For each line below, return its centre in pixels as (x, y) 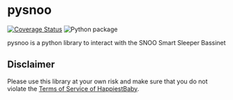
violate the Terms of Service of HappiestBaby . (73, 88)
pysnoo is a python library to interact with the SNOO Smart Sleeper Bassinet (116, 42)
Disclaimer (31, 65)
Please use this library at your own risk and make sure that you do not (107, 81)
